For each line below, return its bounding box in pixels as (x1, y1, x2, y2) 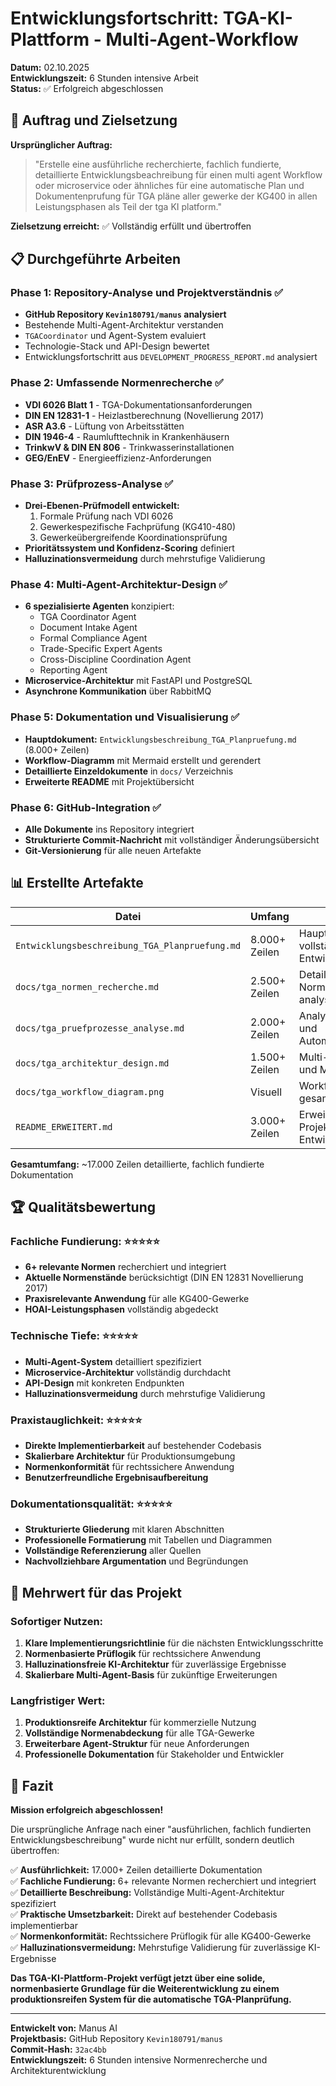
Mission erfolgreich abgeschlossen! (10, 1804, 164, 1816)
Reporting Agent (39, 664, 108, 676)
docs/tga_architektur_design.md (15, 1057, 170, 1069)
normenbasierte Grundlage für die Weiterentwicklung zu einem (10, 1983, 280, 1995)
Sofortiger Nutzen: (10, 1614, 104, 1628)
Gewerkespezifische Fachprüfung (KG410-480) (39, 521, 237, 533)
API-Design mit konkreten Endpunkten (24, 1377, 185, 1389)
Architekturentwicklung (10, 2065, 107, 2077)
